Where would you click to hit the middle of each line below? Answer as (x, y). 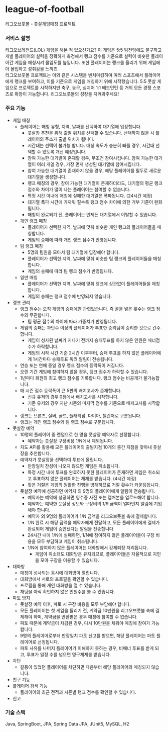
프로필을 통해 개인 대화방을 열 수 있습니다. (61, 585)
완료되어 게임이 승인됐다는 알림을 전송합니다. (71, 528)
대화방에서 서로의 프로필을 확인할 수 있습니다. (64, 579)
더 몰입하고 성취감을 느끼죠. (32, 69)
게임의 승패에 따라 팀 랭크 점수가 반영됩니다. (70, 271)
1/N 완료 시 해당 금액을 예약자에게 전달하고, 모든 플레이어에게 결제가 (94, 522)
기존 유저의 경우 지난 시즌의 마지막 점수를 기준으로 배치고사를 (87, 403)
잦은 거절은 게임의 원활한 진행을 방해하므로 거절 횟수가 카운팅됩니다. (94, 485)
